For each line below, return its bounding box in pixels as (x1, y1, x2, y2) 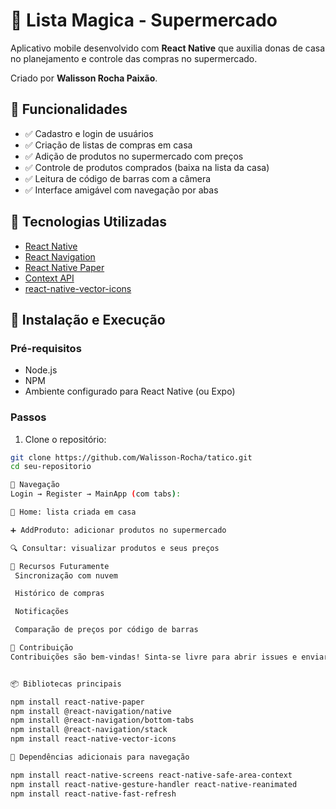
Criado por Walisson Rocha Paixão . (10, 72, 158, 84)
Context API (24, 272, 75, 284)
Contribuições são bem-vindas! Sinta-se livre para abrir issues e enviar (10, 652, 329, 662)
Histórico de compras (14, 589, 105, 599)
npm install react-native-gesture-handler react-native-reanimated (10, 779, 298, 789)
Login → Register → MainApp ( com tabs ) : (10, 489, 182, 499)
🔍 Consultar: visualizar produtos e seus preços (10, 543, 220, 553)
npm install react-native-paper (10, 697, 145, 707)
